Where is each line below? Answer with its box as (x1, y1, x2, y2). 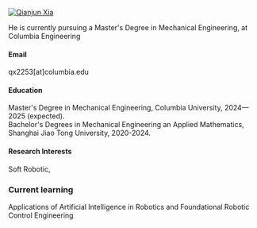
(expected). (27, 111, 65, 121)
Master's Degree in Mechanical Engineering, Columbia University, (8, 103, 224, 113)
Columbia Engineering (8, 32, 81, 41)
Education (8, 85, 43, 95)
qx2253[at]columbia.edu (8, 68, 90, 77)
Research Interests (8, 147, 72, 156)
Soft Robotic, (8, 164, 51, 174)
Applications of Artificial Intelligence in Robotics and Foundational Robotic (8, 202, 250, 211)
